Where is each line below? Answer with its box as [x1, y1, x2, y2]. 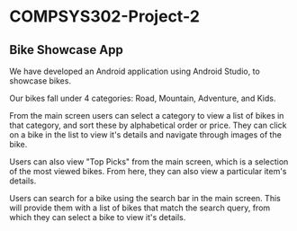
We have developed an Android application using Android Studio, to [9, 66, 261, 76]
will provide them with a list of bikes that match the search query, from [9, 202, 271, 213]
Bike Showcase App [9, 42, 123, 58]
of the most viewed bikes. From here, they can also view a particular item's [9, 166, 287, 176]
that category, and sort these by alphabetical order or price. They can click [9, 120, 287, 130]
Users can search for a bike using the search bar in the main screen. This [9, 193, 281, 203]
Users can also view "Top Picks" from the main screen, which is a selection [9, 156, 289, 167]
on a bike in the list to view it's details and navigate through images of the [9, 129, 282, 140]
